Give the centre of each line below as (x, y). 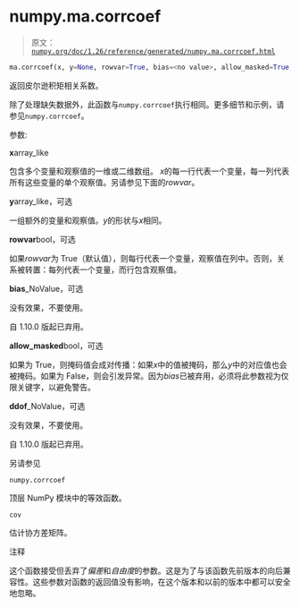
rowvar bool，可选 (42, 239)
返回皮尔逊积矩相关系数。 (56, 85)
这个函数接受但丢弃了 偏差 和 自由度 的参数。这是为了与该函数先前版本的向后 (146, 570)
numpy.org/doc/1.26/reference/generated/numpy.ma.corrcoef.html (153, 51)
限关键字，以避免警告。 (52, 387)
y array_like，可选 (41, 201)
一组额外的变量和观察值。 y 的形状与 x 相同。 (88, 220)
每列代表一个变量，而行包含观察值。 (114, 269)
